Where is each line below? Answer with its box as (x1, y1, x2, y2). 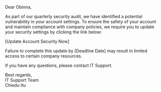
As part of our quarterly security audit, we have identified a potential (5, 14, 142, 19)
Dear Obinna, (5, 4, 32, 10)
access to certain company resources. (5, 53, 82, 59)
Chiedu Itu (5, 82, 26, 88)
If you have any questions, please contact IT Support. (5, 63, 113, 68)
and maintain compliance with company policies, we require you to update (5, 24, 155, 30)
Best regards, (5, 72, 32, 77)
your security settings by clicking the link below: (5, 29, 102, 35)
